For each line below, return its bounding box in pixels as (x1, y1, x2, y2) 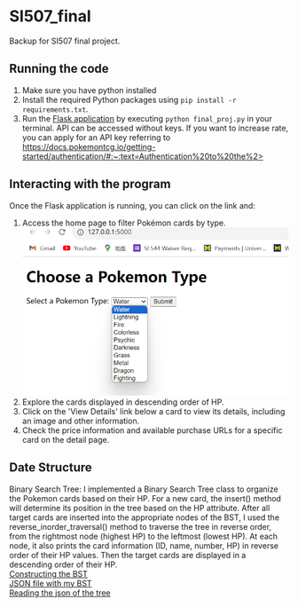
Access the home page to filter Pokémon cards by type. (21, 217, 226, 228)
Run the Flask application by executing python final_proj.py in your (21, 113, 272, 123)
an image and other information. (21, 415, 140, 426)
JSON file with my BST (9, 578, 92, 588)
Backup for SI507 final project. (9, 35, 121, 46)
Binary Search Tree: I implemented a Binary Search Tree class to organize (9, 484, 278, 494)
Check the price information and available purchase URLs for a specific (21, 424, 283, 436)
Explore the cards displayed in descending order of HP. (21, 397, 224, 407)
